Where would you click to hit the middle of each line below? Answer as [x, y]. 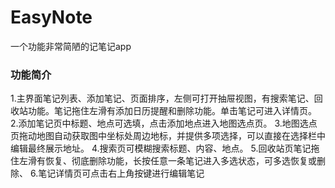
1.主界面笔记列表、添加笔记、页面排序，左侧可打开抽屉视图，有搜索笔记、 [162, 98]
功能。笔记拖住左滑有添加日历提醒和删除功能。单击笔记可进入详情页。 [172, 111]
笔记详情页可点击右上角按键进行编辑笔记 [121, 173]
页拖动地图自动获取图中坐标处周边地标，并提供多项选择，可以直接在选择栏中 [168, 136]
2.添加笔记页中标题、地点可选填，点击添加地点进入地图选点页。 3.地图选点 [164, 123]
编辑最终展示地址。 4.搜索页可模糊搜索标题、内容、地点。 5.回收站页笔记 [161, 148]
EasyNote [51, 17]
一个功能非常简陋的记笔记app [71, 46]
